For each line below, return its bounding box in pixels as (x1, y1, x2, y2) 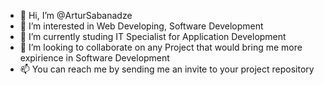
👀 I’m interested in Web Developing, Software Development (19, 20, 264, 32)
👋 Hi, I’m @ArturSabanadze (19, 10, 133, 21)
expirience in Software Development (19, 52, 170, 64)
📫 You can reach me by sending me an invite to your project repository (19, 63, 315, 75)
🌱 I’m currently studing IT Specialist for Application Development (19, 31, 287, 42)
